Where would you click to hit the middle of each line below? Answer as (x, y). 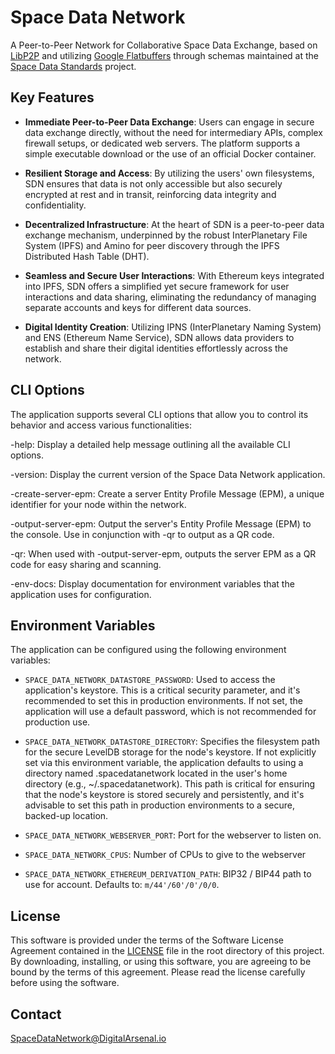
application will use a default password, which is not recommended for (170, 712)
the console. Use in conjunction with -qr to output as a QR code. (142, 534)
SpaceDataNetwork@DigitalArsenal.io (88, 1038)
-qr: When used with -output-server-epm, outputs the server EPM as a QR (163, 553)
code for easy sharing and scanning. (86, 564)
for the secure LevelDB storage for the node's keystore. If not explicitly (170, 752)
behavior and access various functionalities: (101, 425)
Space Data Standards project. (73, 66)
